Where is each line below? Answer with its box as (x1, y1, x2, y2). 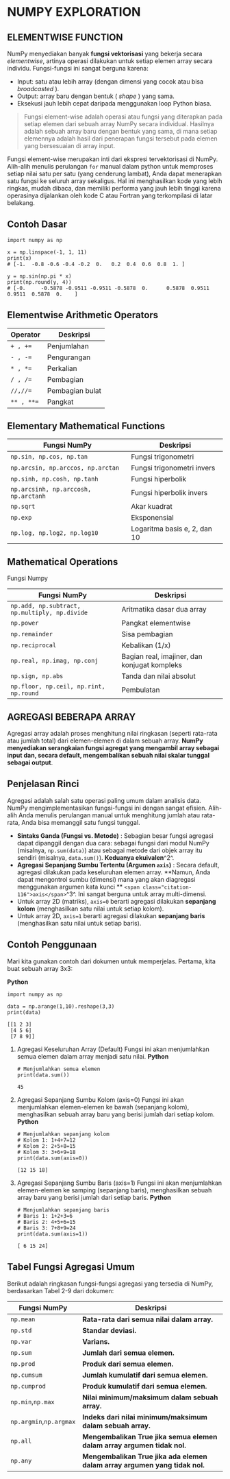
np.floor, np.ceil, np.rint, (10, 683, 105, 690)
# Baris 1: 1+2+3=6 (16, 1212, 73, 1219)
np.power (10, 619, 39, 627)
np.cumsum (10, 1371, 42, 1379)
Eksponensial (131, 513, 175, 522)
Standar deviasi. (81, 1325, 137, 1335)
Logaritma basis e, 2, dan (131, 524, 212, 533)
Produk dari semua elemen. (81, 1359, 174, 1369)
